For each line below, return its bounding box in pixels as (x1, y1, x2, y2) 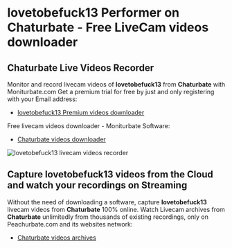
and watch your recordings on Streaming (7, 179, 188, 191)
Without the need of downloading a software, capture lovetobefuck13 (7, 197, 207, 206)
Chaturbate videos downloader (17, 135, 106, 143)
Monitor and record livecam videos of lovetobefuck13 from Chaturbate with (7, 80, 226, 88)
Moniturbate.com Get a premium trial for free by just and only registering (7, 88, 215, 96)
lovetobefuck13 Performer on (7, 5, 180, 21)
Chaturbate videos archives (17, 233, 97, 242)
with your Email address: (7, 95, 78, 103)
